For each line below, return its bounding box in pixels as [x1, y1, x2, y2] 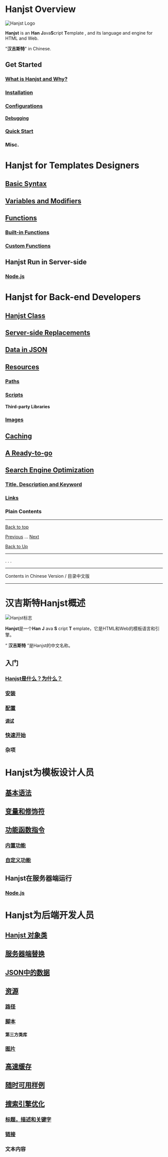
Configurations [5, 103, 43, 110]
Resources [5, 363, 39, 371]
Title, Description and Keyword [5, 481, 82, 488]
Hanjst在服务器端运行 [5, 874, 72, 882]
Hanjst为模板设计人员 [5, 767, 94, 778]
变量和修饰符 [5, 807, 45, 816]
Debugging [5, 115, 29, 121]
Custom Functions [5, 242, 51, 249]
